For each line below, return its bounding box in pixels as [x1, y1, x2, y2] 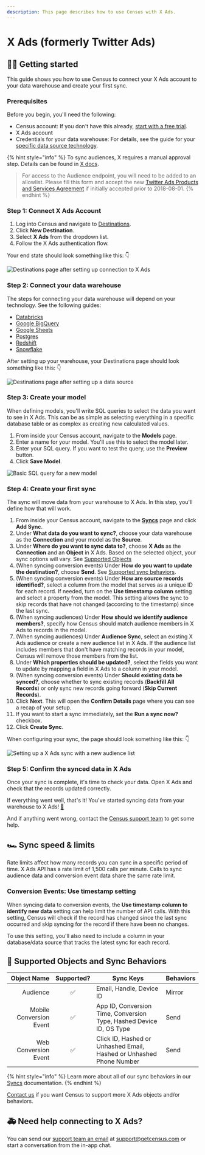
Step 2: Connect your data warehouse [7, 281, 122, 289]
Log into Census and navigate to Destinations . [15, 220, 131, 228]
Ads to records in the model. [15, 627, 88, 634]
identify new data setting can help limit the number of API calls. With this [7, 907, 190, 915]
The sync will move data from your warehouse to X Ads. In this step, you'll [7, 498, 193, 506]
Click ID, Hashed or [96, 1035, 151, 1043]
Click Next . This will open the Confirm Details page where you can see [15, 697, 195, 705]
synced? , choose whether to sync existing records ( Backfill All [15, 678, 175, 686]
